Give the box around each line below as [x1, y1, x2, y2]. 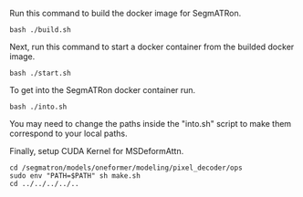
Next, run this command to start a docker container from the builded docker [9, 41, 295, 52]
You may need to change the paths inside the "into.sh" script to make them [9, 119, 292, 129]
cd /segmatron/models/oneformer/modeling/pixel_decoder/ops [9, 163, 244, 172]
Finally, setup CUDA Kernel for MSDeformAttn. [9, 146, 184, 156]
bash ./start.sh [9, 68, 71, 78]
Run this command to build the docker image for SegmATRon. [9, 8, 242, 18]
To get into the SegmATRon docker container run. [9, 85, 196, 95]
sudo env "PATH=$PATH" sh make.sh [9, 171, 141, 181]
